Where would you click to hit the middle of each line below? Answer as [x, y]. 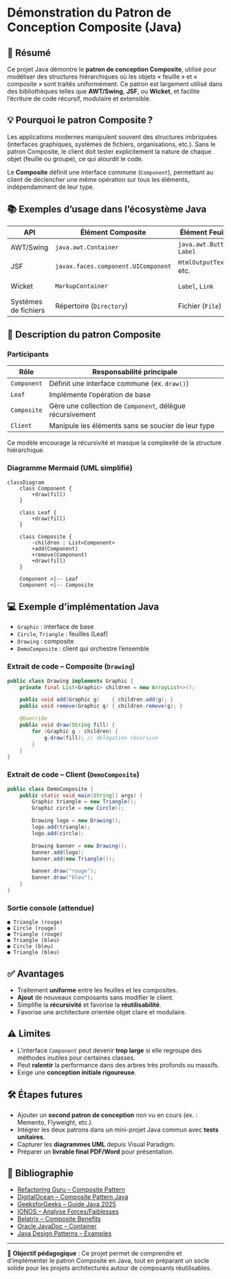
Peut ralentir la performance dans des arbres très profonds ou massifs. [118, 1065]
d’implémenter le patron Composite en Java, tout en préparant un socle [108, 1261]
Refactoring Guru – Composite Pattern [71, 1189]
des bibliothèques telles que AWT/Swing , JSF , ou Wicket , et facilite [103, 91]
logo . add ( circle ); [58, 833]
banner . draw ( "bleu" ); [63, 878]
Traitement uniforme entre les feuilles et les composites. [97, 990]
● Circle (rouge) [32, 928]
